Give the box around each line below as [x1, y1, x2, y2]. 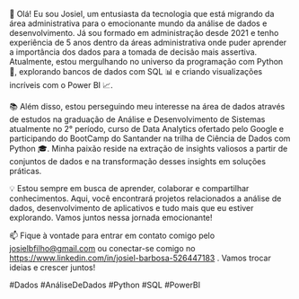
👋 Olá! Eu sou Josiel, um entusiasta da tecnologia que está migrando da [9, 9, 275, 19]
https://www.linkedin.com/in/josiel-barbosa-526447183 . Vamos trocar [9, 252, 271, 263]
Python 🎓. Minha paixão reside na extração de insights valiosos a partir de [9, 144, 288, 154]
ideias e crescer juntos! [9, 262, 96, 273]
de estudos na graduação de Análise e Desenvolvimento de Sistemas [9, 114, 266, 125]
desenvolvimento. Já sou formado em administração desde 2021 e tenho [9, 28, 279, 38]
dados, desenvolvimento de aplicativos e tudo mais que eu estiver [9, 203, 254, 213]
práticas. [9, 166, 42, 176]
